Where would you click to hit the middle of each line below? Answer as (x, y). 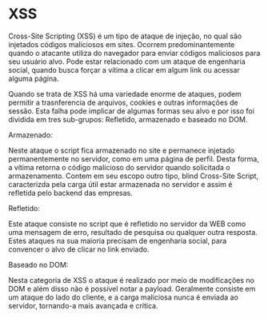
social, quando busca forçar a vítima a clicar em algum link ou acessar (124, 70)
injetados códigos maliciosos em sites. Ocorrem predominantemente (122, 44)
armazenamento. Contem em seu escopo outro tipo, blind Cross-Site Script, (133, 176)
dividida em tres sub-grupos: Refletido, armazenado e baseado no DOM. (128, 119)
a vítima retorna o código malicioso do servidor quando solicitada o (119, 167)
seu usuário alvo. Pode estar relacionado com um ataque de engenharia (127, 62)
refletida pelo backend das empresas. (71, 193)
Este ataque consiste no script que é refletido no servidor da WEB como (127, 224)
